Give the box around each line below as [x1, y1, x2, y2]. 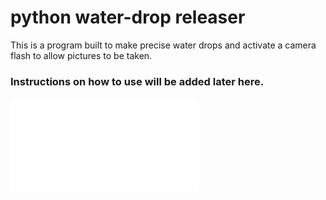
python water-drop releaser [10, 6, 246, 29]
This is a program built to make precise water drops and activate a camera [10, 39, 317, 51]
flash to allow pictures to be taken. [10, 49, 153, 61]
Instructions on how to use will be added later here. [10, 74, 265, 88]
